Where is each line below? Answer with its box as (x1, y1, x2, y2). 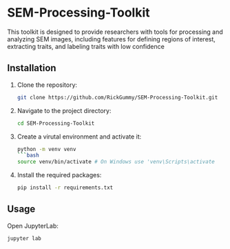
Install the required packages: (17, 171, 102, 179)
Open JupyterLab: (7, 221, 59, 230)
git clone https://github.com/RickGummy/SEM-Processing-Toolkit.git (17, 94, 218, 101)
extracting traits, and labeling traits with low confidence (7, 42, 165, 50)
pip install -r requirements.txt (17, 184, 114, 191)
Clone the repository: (17, 81, 78, 89)
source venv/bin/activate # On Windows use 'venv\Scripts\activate (17, 159, 215, 166)
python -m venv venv (17, 146, 76, 152)
